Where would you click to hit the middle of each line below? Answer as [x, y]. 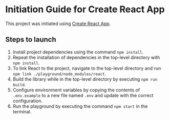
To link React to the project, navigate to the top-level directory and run [87, 68]
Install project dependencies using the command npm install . [78, 52]
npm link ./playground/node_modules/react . [59, 74]
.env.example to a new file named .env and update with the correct [83, 95]
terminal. [22, 111]
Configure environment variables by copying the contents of [76, 90]
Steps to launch [31, 40]
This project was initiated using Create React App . [58, 23]
